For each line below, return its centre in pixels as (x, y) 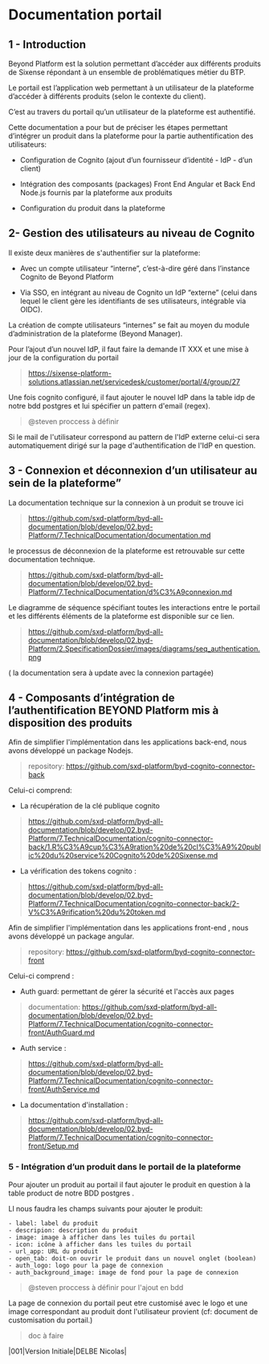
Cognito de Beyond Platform (67, 277)
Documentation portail (85, 15)
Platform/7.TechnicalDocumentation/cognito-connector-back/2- (134, 904)
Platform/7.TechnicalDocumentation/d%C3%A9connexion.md (130, 592)
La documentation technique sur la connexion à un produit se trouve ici (126, 503)
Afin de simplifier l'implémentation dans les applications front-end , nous (128, 928)
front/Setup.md (53, 1146)
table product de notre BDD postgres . (71, 1193)
